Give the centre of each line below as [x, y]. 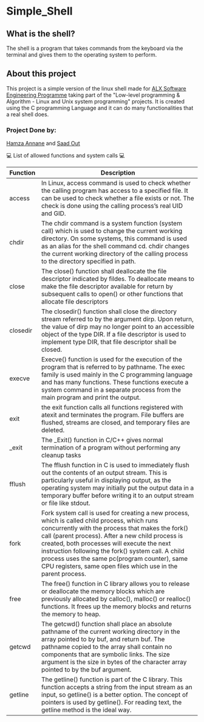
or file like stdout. [66, 503]
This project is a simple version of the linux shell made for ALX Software [96, 88]
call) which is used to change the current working [112, 231]
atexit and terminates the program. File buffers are [113, 415]
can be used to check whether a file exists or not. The [118, 198]
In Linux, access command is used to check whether [116, 183]
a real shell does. [28, 114]
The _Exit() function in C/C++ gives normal [102, 440]
